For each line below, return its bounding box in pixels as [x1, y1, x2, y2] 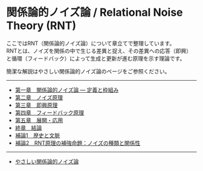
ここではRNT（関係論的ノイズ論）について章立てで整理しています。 [6, 39, 175, 47]
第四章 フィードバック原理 [14, 109, 85, 116]
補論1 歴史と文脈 [14, 132, 60, 139]
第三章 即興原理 [14, 101, 58, 109]
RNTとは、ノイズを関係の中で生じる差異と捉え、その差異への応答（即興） [6, 47, 192, 55]
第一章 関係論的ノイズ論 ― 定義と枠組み [14, 86, 119, 93]
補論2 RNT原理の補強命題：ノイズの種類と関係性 [14, 139, 141, 146]
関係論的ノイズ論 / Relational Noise [6, 5, 183, 19]
